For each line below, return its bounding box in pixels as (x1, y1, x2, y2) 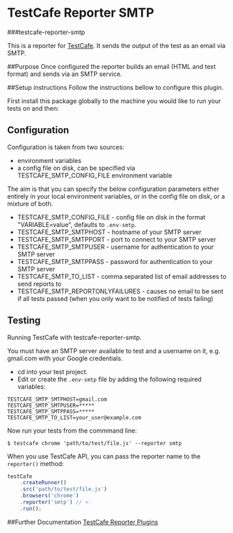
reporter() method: (7, 459, 64, 468)
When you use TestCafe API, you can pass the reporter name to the (7, 451, 201, 461)
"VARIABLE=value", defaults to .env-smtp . (17, 220, 137, 229)
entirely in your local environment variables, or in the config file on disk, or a (7, 192, 225, 200)
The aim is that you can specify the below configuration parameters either (7, 185, 220, 193)
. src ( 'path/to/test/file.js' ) (19, 486, 108, 493)
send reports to (17, 279, 62, 288)
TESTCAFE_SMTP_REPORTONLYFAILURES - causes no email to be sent (17, 287, 224, 295)
